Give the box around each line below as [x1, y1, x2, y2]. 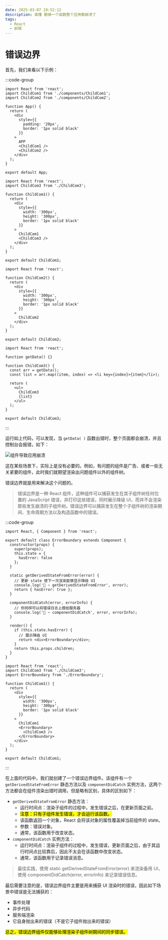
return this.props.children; [14, 646, 75, 651]
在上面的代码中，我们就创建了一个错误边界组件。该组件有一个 [5, 775, 132, 781]
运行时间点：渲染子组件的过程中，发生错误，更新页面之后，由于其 [19, 842, 156, 849]
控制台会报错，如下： [5, 441, 49, 447]
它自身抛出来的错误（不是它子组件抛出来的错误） [12, 918, 113, 924]
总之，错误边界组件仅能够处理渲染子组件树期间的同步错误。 [5, 929, 128, 935]
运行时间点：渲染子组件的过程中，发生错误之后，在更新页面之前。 [19, 804, 156, 811]
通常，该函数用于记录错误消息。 [19, 855, 86, 861]
